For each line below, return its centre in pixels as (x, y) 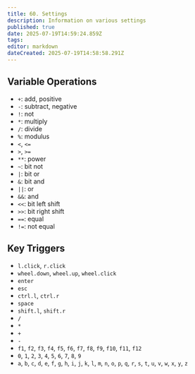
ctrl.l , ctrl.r (38, 295)
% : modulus (33, 136)
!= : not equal (36, 226)
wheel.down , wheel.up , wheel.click (67, 273)
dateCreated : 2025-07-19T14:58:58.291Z (66, 54)
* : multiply (32, 121)
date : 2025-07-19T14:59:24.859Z (55, 34)
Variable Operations (52, 82)
